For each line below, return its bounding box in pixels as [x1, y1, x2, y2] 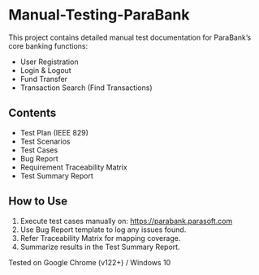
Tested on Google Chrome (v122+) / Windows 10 [8, 257, 171, 267]
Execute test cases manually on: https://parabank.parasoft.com [19, 216, 233, 226]
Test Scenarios [19, 136, 71, 146]
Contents [8, 106, 57, 120]
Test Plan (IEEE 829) [19, 127, 89, 137]
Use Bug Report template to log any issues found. [19, 225, 187, 234]
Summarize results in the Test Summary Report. [19, 242, 180, 251]
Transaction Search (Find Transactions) [19, 83, 153, 92]
